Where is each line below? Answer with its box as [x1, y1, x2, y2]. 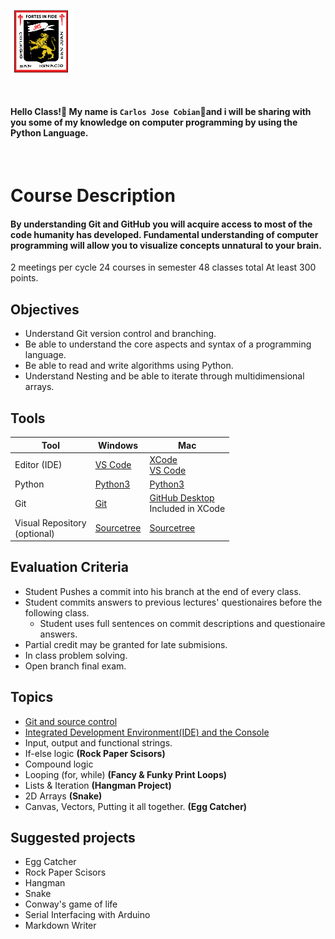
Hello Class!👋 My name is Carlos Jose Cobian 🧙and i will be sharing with [10, 106, 312, 118]
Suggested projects [10, 830, 136, 847]
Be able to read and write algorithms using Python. [24, 360, 234, 372]
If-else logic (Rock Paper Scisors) [24, 747, 166, 759]
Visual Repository [14, 516, 87, 529]
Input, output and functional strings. [24, 736, 173, 749]
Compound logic [24, 758, 94, 770]
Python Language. [10, 127, 89, 139]
